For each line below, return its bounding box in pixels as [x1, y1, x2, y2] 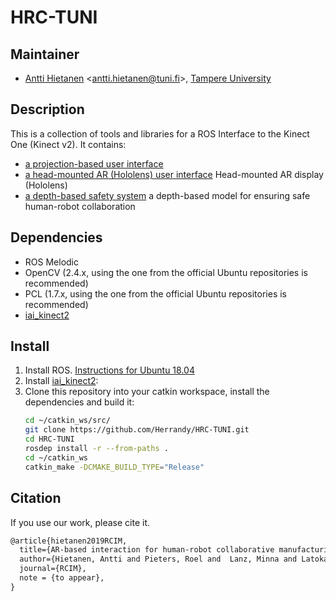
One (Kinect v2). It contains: [10, 138, 127, 150]
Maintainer [10, 46, 80, 63]
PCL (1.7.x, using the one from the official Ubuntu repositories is [24, 287, 287, 300]
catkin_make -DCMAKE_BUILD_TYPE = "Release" [24, 462, 205, 472]
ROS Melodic [24, 256, 79, 268]
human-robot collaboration [24, 200, 136, 212]
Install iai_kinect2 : [24, 375, 99, 387]
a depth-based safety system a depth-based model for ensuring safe [24, 189, 311, 201]
